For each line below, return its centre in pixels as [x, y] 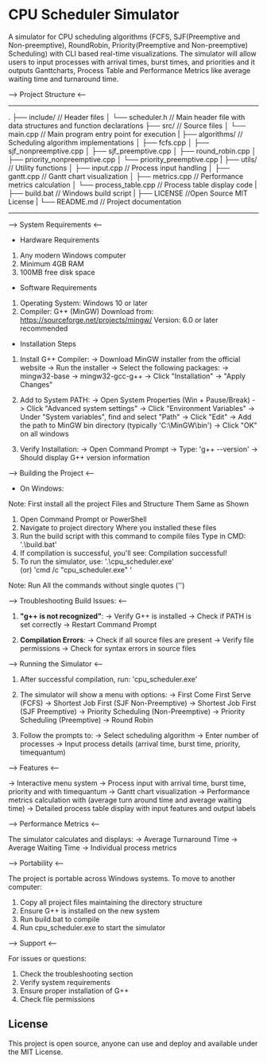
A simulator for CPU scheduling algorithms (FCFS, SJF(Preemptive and [124, 37]
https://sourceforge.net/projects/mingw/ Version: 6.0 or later [119, 320]
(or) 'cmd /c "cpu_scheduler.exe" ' [76, 569]
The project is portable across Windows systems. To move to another [122, 878]
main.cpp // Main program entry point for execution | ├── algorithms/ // [126, 134]
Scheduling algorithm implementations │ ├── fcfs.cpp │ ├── [108, 142]
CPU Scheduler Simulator [94, 15]
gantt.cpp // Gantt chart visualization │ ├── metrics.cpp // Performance [126, 176]
